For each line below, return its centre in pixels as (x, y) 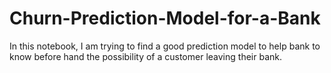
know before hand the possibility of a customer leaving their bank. (145, 56)
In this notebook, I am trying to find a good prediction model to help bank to (165, 46)
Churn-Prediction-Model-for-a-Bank (165, 18)
